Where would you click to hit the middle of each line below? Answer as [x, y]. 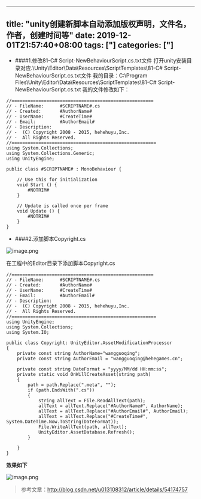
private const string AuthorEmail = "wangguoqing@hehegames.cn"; [100, 358]
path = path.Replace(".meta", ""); [72, 385]
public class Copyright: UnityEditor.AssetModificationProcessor [89, 343]
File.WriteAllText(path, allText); [83, 427]
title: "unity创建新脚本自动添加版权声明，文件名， [99, 24]
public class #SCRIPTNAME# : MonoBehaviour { [64, 169]
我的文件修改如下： [106, 89]
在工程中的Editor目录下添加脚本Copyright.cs [61, 263]
